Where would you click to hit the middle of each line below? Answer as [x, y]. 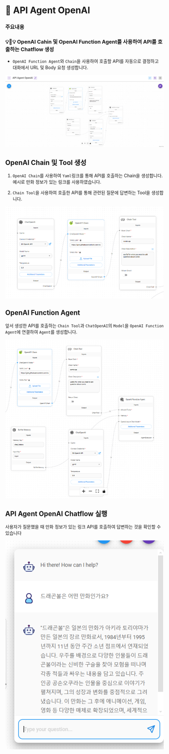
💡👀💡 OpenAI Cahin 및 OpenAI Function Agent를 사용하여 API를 [81, 42]
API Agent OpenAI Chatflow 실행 [56, 514]
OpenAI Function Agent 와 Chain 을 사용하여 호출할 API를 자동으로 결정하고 [86, 61]
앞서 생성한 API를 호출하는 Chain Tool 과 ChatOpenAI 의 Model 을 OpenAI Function [84, 325]
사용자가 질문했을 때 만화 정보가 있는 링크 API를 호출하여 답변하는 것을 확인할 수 [83, 527]
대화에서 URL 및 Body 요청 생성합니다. [50, 68]
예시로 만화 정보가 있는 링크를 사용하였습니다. [57, 182]
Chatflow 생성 [37, 49]
